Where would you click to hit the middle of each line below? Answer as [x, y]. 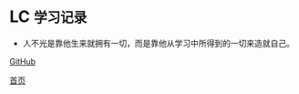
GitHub [23, 61]
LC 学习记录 [48, 17]
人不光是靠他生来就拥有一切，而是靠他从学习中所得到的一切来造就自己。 [158, 43]
